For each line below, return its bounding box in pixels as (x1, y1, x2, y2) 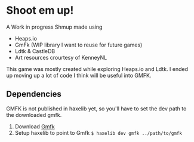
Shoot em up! (6, 4, 74, 17)
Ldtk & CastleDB (14, 47, 56, 54)
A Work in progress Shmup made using (6, 23, 103, 30)
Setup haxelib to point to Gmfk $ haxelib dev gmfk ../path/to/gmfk (14, 129, 182, 136)
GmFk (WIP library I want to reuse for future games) (14, 41, 143, 48)
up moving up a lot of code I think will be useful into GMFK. (6, 72, 152, 79)
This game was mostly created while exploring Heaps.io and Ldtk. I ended (6, 65, 189, 72)
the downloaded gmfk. (6, 111, 62, 118)
